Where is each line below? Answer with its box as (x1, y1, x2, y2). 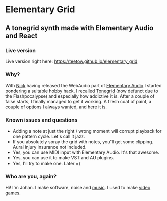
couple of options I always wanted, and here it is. (5, 104, 107, 110)
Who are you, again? (5, 173, 57, 180)
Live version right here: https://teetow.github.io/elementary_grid (5, 58, 138, 64)
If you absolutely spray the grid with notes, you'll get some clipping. (12, 139, 154, 145)
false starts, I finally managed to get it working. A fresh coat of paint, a (5, 99, 152, 105)
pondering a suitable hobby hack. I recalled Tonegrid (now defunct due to (5, 88, 158, 94)
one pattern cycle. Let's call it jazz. (12, 133, 85, 140)
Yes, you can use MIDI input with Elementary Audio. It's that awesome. (12, 149, 160, 155)
